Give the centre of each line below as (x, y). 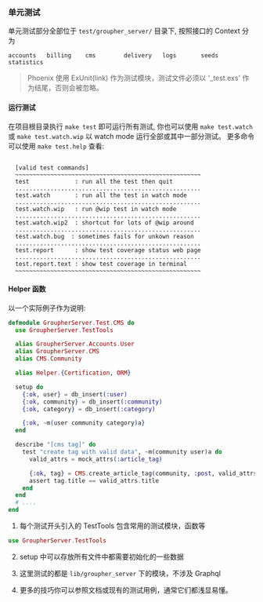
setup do (29, 387)
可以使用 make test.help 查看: (56, 146)
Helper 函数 (27, 289)
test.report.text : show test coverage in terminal (101, 264)
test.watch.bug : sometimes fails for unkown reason (104, 236)
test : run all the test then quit (94, 181)
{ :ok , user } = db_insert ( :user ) (75, 394)
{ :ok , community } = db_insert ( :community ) (92, 402)
